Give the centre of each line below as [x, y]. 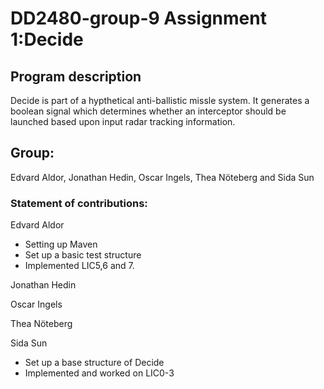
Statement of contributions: [79, 203]
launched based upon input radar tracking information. [123, 121]
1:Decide [47, 39]
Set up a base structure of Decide [94, 363]
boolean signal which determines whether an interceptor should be [148, 111]
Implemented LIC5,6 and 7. [79, 266]
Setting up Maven [61, 244]
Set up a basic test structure [83, 255]
